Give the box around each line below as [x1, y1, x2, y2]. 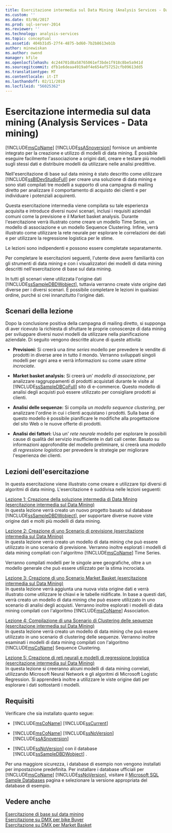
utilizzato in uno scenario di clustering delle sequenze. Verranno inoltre [5, 634, 155, 640]
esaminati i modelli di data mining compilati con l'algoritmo [5, 639, 129, 646]
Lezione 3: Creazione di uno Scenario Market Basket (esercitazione [5, 575, 147, 581]
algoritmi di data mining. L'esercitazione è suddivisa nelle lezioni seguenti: [5, 486, 161, 493]
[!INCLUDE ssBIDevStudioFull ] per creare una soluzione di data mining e [5, 176, 157, 182]
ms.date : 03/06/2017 [5, 17, 50, 22]
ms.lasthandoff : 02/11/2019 [5, 79, 66, 84]
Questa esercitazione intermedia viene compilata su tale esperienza [5, 202, 148, 208]
